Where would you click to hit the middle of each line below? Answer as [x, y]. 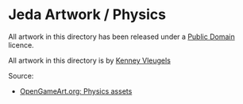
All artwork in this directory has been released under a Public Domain [122, 37]
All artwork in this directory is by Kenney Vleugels [89, 60]
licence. [21, 44]
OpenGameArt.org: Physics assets [76, 91]
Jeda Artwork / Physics [87, 15]
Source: [21, 75]
